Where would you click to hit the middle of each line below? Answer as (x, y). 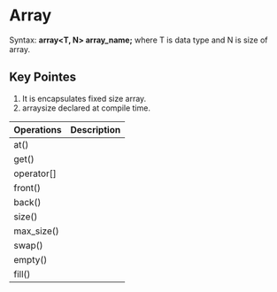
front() (27, 188)
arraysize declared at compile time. (86, 108)
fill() (22, 273)
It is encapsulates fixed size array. (84, 98)
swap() (28, 245)
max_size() (36, 231)
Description (96, 129)
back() (27, 202)
